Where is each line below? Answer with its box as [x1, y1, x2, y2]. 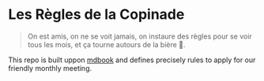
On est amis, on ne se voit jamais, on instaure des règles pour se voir [27, 31, 253, 41]
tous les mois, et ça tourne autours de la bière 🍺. [27, 39, 186, 49]
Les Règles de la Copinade [8, 6, 185, 24]
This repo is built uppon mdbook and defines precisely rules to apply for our [8, 55, 256, 64]
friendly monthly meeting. [8, 63, 92, 72]
